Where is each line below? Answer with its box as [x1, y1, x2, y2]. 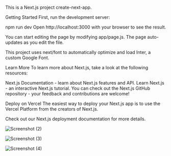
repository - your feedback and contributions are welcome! [5, 91, 130, 96]
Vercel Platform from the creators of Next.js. [5, 106, 99, 112]
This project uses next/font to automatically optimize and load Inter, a [5, 49, 151, 55]
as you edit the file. [23, 39, 64, 45]
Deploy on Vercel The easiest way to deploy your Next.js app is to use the [5, 100, 161, 107]
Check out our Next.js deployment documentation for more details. [5, 116, 146, 122]
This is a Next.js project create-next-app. [5, 5, 92, 10]
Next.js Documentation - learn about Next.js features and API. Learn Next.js [5, 80, 164, 86]
